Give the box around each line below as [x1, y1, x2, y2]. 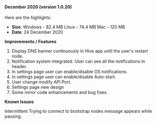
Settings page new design [11, 84, 64, 90]
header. [11, 64, 27, 70]
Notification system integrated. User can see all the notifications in [11, 58, 145, 64]
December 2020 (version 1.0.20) [4, 4, 72, 10]
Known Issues [4, 99, 34, 105]
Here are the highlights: [4, 15, 52, 20]
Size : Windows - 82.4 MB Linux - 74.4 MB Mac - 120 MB [11, 24, 125, 30]
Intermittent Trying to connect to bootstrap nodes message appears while [4, 108, 153, 114]
